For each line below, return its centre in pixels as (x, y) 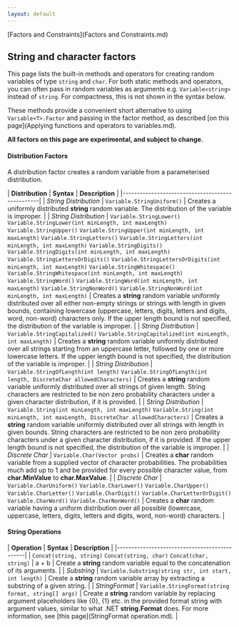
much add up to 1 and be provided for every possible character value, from (117, 470)
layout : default (31, 14)
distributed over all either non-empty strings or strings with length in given (117, 303)
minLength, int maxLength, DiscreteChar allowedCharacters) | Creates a (115, 417)
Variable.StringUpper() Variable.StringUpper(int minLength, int (106, 230)
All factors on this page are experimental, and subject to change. (105, 139)
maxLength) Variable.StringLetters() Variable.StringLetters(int (105, 238)
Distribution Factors (37, 156)
